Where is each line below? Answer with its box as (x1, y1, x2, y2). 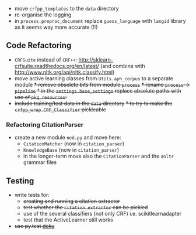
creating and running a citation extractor (23, 197, 121, 205)
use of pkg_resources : (14, 93, 67, 100)
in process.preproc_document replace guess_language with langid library (14, 18, 186, 24)
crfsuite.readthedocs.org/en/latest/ (14, 62, 99, 69)
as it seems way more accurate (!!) (14, 23, 98, 30)
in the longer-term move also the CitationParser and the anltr (23, 152, 174, 160)
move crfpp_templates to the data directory (14, 5, 119, 12)
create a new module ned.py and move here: (14, 134, 121, 141)
